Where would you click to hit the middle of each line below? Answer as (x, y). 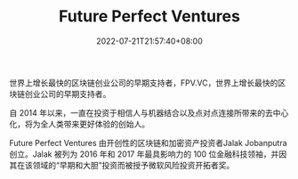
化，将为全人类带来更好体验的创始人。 (79, 124)
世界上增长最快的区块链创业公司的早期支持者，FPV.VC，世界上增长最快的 (144, 83)
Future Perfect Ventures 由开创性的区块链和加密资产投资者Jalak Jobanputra (148, 142)
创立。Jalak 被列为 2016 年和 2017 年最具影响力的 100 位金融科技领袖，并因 (148, 154)
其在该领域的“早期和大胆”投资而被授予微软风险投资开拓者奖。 (122, 165)
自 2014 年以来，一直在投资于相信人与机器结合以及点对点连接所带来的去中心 (149, 112)
